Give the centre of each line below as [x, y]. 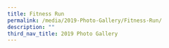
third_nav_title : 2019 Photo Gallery [63, 34]
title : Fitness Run [36, 14]
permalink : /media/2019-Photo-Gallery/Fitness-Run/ [84, 20]
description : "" [31, 27]
